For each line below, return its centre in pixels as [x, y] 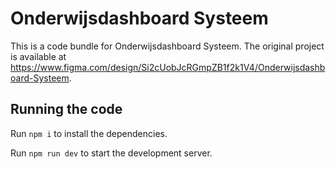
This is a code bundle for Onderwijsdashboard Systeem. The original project [167, 46]
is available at [38, 56]
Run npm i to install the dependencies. [89, 133]
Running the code [66, 109]
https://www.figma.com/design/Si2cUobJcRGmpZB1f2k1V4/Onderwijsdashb [168, 67]
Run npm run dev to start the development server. [111, 153]
